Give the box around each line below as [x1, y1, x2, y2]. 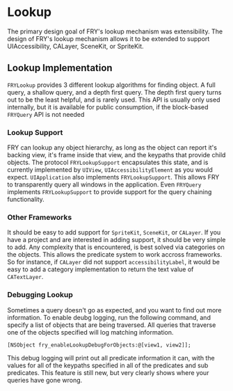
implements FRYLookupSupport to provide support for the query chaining [7, 188, 212, 196]
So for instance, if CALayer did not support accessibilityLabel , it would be [7, 258, 220, 266]
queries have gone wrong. [7, 376, 83, 384]
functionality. [7, 195, 45, 204]
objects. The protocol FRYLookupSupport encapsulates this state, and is [7, 158, 209, 167]
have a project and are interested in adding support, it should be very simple [7, 236, 226, 244]
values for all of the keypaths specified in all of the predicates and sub [7, 361, 209, 369]
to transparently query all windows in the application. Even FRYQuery [7, 180, 202, 189]
